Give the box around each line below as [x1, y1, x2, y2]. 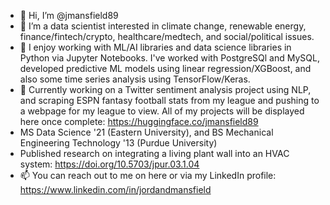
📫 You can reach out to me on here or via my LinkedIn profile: [19, 170, 277, 181]
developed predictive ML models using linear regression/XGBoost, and [19, 63, 312, 74]
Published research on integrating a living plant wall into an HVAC [19, 148, 290, 159]
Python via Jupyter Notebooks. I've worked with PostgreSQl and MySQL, [19, 52, 320, 64]
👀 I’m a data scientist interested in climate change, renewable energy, [19, 20, 307, 32]
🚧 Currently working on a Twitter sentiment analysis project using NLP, [19, 84, 312, 95]
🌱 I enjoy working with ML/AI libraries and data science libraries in [19, 41, 292, 53]
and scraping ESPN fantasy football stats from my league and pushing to [19, 95, 320, 106]
